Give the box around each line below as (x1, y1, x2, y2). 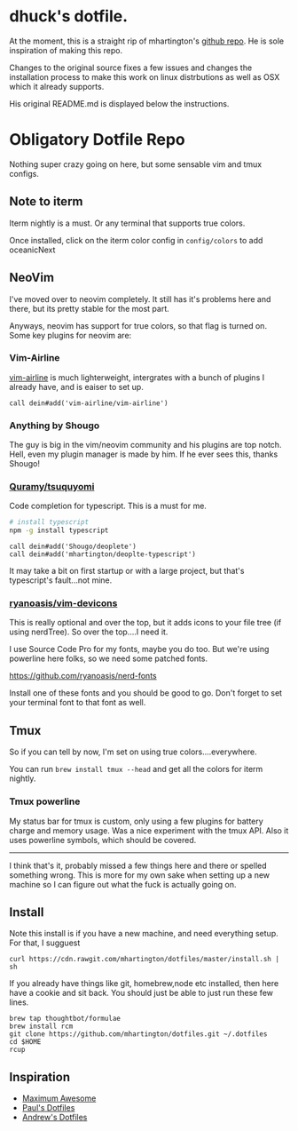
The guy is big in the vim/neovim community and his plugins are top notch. (9, 440, 282, 450)
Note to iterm (9, 194, 83, 210)
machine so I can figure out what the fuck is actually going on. (9, 879, 237, 889)
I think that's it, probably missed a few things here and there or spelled (9, 860, 268, 871)
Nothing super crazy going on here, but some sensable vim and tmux (9, 158, 263, 170)
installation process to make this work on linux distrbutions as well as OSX (9, 71, 280, 82)
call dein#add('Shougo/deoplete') (9, 542, 137, 552)
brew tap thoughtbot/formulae (9, 1015, 122, 1023)
